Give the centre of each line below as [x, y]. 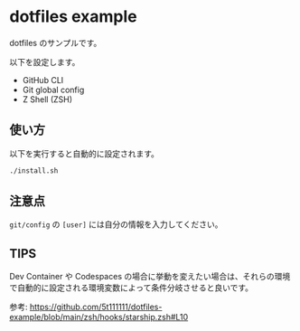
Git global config [53, 90]
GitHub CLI [43, 80]
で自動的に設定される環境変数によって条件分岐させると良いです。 [131, 288]
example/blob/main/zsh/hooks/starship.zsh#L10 [99, 317]
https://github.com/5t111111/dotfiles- [96, 307]
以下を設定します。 [45, 61]
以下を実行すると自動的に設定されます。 [84, 153]
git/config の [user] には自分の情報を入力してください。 [116, 224]
